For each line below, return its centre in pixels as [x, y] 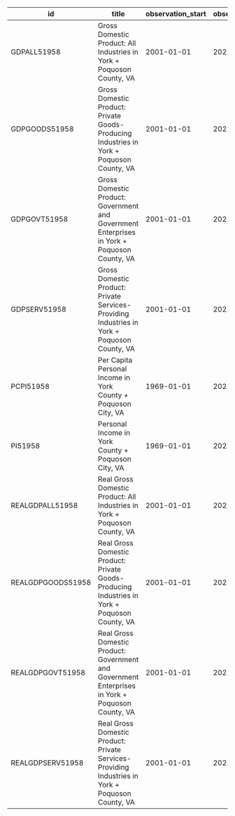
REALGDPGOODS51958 [51, 582]
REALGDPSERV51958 [47, 763]
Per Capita [115, 360]
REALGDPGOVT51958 [48, 673]
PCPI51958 [30, 386]
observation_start [176, 14]
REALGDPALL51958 [44, 505]
